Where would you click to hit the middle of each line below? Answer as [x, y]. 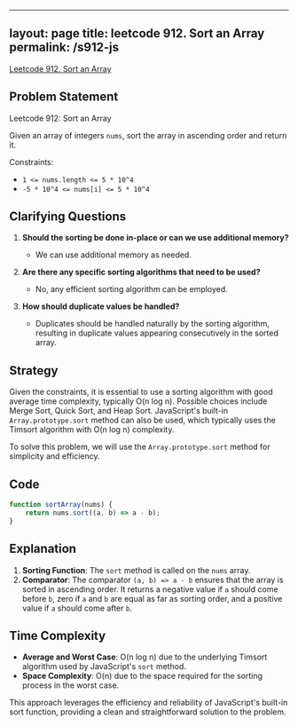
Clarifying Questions [68, 217]
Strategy [34, 371]
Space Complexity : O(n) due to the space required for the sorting [142, 676]
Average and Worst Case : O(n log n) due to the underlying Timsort [145, 657]
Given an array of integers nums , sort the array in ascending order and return [148, 135]
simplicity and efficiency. [55, 456]
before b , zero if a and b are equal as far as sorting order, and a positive [152, 598]
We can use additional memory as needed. [114, 255]
